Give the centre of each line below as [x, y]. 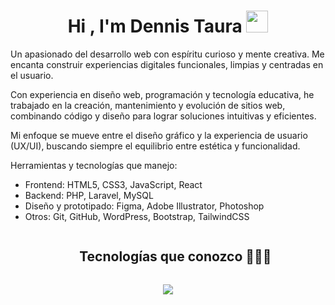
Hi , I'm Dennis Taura [155, 26]
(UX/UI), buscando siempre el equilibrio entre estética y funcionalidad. [155, 146]
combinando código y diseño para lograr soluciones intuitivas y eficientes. [163, 116]
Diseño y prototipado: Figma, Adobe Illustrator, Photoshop [144, 206]
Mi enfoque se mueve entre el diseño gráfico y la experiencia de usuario [159, 135]
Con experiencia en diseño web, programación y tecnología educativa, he [162, 94]
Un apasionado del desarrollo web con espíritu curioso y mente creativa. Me [167, 54]
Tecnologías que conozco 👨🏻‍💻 [175, 256]
